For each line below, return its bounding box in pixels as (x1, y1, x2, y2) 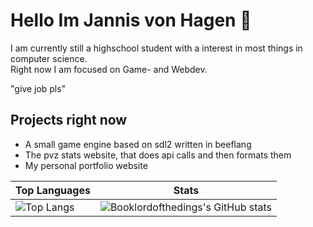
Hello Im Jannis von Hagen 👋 (10, 9, 252, 32)
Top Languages (15, 183, 91, 197)
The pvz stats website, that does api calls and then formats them (24, 149, 292, 161)
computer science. (10, 52, 88, 64)
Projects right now (10, 112, 128, 129)
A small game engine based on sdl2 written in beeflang (24, 138, 252, 150)
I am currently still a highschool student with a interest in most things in (10, 42, 303, 54)
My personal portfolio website (24, 159, 148, 171)
